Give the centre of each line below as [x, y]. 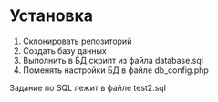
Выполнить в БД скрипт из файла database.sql [113, 60]
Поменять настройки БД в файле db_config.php [116, 70]
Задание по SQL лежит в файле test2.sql [88, 87]
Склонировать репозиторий [77, 41]
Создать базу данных [64, 50]
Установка [52, 16]
